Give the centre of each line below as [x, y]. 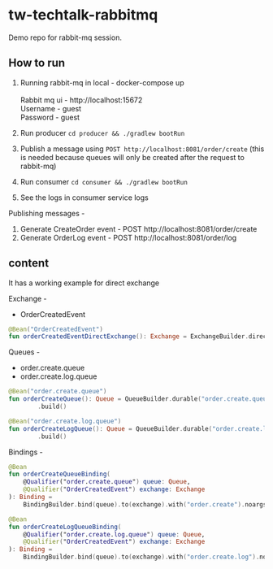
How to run [37, 63]
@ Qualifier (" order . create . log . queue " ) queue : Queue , [114, 534]
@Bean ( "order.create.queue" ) [58, 392]
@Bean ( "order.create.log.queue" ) [65, 421]
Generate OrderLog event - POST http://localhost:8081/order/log [128, 237]
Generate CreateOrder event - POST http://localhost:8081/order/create [139, 228]
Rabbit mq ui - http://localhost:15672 [81, 100]
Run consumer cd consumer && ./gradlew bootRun [104, 181]
